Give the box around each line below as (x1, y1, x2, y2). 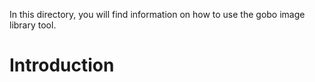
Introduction (9, 54, 115, 77)
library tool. (9, 19, 57, 31)
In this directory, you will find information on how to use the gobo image (9, 9, 306, 20)
